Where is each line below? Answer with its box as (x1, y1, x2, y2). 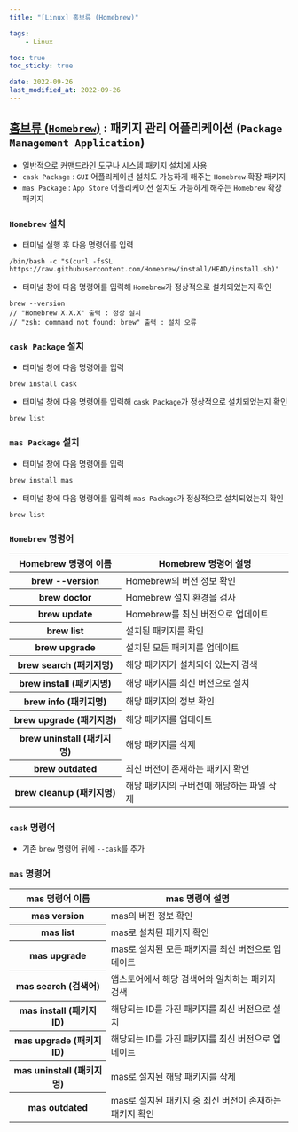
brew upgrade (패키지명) (13, 714, 117, 727)
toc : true (9, 53, 46, 62)
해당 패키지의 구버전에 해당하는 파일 (125, 779, 266, 791)
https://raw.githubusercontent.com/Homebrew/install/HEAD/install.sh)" (9, 264, 279, 273)
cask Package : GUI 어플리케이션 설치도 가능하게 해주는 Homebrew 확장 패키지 (21, 170, 286, 182)
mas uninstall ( (13, 1064, 78, 1076)
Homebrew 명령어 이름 (19, 557, 113, 570)
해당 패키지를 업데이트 (125, 713, 213, 726)
